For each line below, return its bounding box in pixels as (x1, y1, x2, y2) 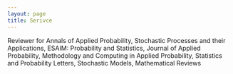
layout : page (7, 10, 46, 18)
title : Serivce (7, 17, 53, 24)
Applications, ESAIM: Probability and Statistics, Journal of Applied (7, 44, 201, 52)
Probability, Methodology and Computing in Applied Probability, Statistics (7, 51, 222, 60)
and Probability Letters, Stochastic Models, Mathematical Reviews (7, 58, 202, 67)
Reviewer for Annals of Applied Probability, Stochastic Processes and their (7, 36, 226, 44)
